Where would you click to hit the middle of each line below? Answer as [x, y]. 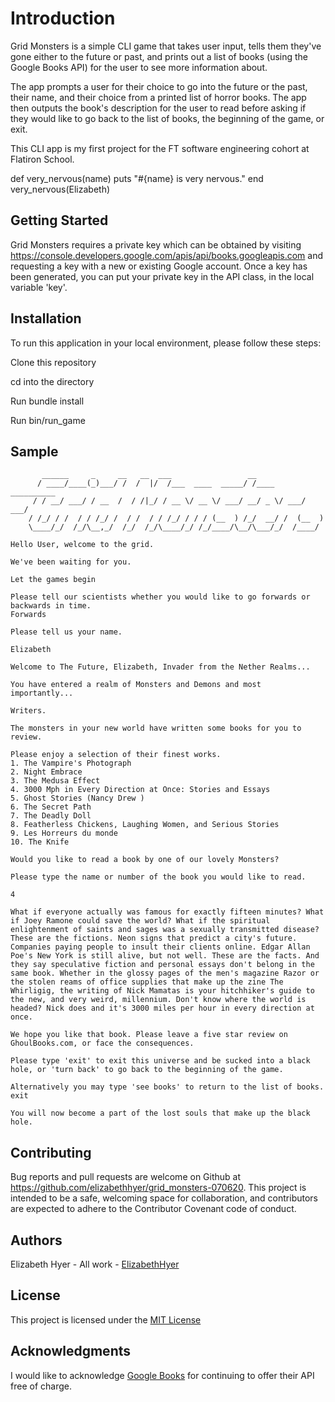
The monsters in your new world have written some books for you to [156, 728]
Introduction [63, 18]
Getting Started [59, 220]
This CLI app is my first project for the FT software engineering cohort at [160, 148]
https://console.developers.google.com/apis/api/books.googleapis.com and [167, 255]
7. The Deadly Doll [51, 816]
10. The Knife [40, 842]
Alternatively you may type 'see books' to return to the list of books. [167, 1087]
